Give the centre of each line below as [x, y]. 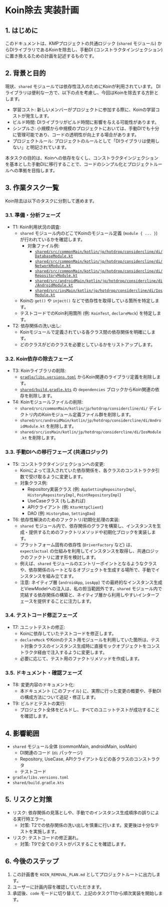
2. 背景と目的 [25, 73]
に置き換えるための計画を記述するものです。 [51, 56]
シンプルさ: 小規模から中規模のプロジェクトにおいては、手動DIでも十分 [86, 128]
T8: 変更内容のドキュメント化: [43, 685]
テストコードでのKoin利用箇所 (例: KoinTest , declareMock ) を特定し [88, 313]
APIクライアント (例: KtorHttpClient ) [65, 507]
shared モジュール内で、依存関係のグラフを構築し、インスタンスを [88, 526]
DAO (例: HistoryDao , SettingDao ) [61, 513]
